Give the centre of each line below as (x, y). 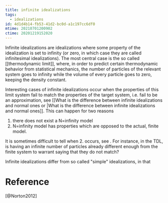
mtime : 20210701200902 (29, 29)
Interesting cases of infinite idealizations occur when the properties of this (82, 89)
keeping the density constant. (36, 80)
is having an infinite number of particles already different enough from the (81, 146)
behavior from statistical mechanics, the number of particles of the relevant (83, 69)
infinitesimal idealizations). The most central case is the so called (72, 58)
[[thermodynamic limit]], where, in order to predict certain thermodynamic (82, 64)
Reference (27, 182)
